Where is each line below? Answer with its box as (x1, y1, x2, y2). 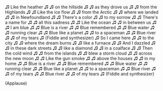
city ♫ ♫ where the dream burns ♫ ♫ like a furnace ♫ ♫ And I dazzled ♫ (5, 40, 156, 45)
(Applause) (5, 80, 27, 86)
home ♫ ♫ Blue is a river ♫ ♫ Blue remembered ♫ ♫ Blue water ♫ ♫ (5, 61, 148, 66)
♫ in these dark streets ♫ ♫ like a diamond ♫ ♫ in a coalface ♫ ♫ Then (5, 45, 153, 51)
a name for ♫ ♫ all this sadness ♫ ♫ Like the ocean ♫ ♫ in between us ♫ (5, 19, 157, 25)
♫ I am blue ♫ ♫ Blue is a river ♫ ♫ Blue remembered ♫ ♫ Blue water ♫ (5, 25, 155, 30)
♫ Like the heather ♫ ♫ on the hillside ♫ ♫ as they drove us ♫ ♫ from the (5, 4, 157, 10)
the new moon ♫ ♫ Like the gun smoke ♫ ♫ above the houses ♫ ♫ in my (5, 56, 156, 61)
